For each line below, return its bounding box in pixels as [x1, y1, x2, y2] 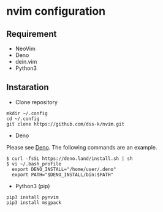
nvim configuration [6, 4, 106, 18]
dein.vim [15, 58, 37, 65]
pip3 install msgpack [6, 199, 62, 206]
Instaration [6, 82, 49, 93]
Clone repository [15, 98, 58, 105]
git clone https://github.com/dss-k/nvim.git [6, 121, 124, 127]
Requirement [6, 29, 57, 39]
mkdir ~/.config [6, 110, 48, 116]
